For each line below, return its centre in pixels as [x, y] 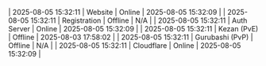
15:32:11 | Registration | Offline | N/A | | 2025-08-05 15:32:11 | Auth [139, 20]
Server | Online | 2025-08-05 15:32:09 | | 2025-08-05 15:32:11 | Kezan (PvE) [133, 29]
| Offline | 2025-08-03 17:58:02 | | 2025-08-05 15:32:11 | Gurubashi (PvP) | [131, 37]
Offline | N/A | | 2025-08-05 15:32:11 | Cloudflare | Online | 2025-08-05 [125, 46]
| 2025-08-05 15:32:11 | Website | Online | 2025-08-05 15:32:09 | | [117, 12]
